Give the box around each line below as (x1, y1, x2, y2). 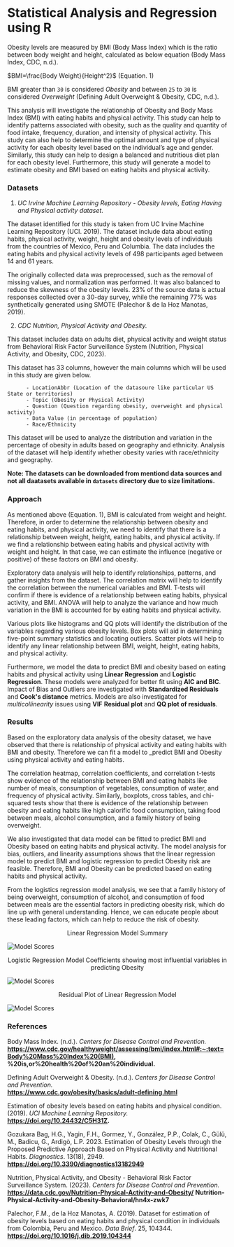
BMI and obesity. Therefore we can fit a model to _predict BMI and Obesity (7, 748, 222, 756)
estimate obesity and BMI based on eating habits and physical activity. (7, 165, 210, 174)
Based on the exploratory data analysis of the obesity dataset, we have (7, 733, 212, 741)
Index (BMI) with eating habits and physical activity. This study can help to (7, 113, 221, 122)
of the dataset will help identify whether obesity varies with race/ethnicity (7, 448, 219, 457)
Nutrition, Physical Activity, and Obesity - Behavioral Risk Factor (7, 1173, 192, 1182)
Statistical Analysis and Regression (7, 5, 217, 21)
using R (7, 20, 52, 36)
